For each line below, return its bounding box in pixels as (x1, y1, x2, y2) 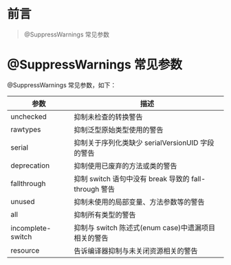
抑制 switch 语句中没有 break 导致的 (74, 174, 190, 183)
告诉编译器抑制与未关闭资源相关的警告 (74, 246, 198, 255)
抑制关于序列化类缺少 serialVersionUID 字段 (74, 138, 214, 148)
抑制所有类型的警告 (74, 210, 136, 220)
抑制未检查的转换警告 (74, 112, 143, 122)
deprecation (10, 161, 50, 170)
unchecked (10, 111, 47, 121)
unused (10, 196, 35, 206)
